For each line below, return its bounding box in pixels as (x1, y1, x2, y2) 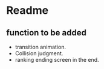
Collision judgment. (15, 50, 63, 57)
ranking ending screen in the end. (15, 56, 99, 63)
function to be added (6, 28, 86, 38)
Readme (6, 4, 49, 17)
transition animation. (15, 43, 67, 50)
